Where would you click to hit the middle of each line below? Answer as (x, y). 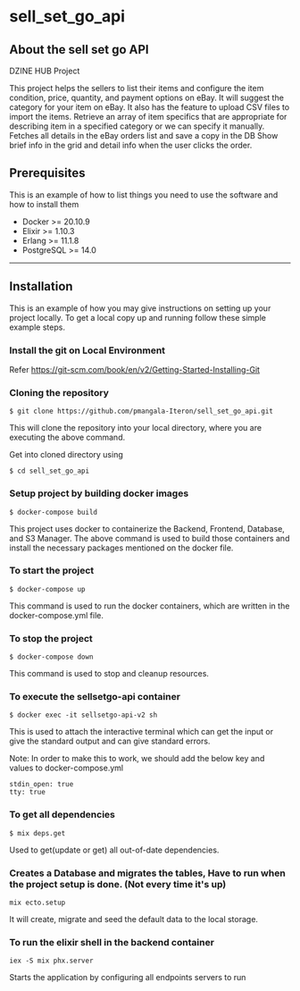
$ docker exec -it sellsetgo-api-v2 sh (83, 715)
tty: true (28, 793)
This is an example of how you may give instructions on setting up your (140, 308)
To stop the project (51, 638)
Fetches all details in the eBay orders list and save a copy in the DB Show (144, 135)
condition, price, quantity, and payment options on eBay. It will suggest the (146, 97)
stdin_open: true (42, 785)
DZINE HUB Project (45, 71)
